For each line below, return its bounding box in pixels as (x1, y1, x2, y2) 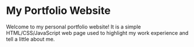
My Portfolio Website (6, 4, 111, 17)
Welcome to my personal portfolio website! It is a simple (6, 23, 141, 30)
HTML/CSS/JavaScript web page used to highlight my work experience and (6, 29, 189, 36)
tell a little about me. (6, 35, 55, 42)
